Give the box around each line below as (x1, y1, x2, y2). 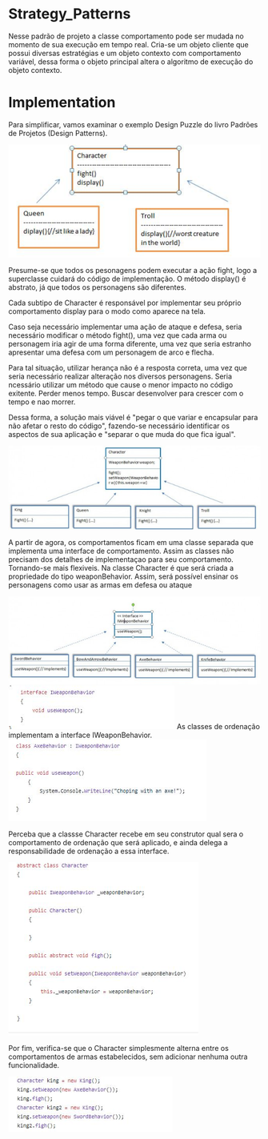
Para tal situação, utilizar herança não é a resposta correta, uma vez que (8, 363, 248, 372)
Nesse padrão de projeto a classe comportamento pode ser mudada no (8, 31, 244, 41)
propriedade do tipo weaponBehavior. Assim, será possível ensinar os (8, 572, 238, 581)
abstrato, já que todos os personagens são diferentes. (8, 282, 186, 292)
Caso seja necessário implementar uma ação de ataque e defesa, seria (8, 322, 242, 331)
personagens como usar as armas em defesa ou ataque (8, 580, 193, 589)
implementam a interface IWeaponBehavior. (8, 730, 153, 740)
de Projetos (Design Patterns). (8, 128, 108, 138)
